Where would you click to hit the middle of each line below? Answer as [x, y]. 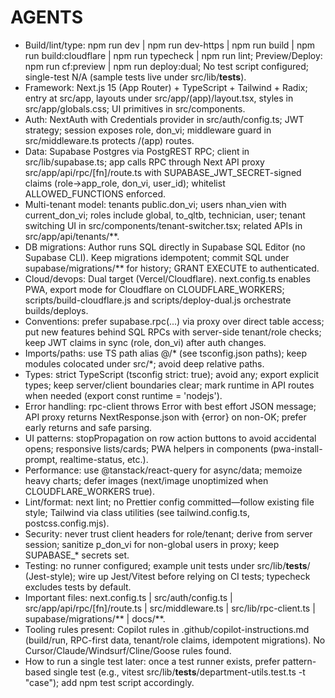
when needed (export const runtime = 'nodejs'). [123, 395]
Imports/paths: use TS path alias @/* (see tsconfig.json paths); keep [166, 353]
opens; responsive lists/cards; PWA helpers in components [146, 448]
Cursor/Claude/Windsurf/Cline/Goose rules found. [128, 650]
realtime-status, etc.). [104, 459]
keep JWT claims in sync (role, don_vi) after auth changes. [145, 342]
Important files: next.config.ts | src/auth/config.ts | [128, 597]
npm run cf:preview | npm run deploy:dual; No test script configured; [167, 66]
